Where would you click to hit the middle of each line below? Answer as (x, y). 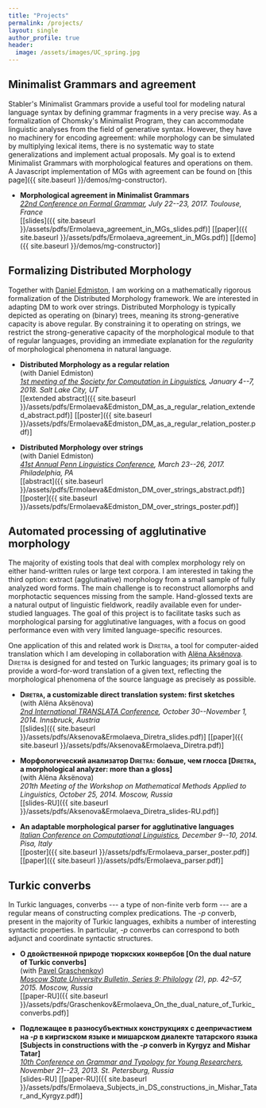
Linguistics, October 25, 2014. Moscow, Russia (96, 794)
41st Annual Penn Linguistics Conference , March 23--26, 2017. (122, 464)
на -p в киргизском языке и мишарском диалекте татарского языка (139, 1037)
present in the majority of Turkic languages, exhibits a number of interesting (132, 921)
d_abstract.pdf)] (46, 415)
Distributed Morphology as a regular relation (94, 364)
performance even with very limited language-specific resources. (115, 630)
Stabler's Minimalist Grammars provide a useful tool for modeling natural (127, 103)
